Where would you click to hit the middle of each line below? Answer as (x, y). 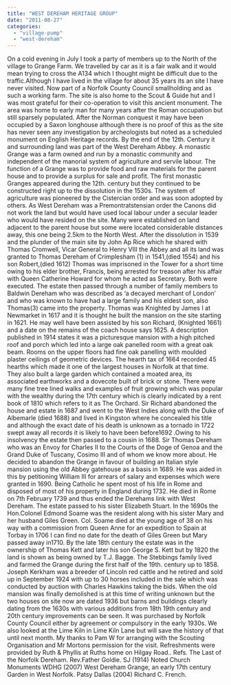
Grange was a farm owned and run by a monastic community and (100, 154)
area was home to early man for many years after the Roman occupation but (115, 110)
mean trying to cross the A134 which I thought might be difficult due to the (112, 74)
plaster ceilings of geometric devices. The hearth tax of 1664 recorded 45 (112, 359)
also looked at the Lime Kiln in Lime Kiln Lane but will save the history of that (115, 631)
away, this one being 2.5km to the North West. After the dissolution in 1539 (113, 235)
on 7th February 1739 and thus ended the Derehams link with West (101, 499)
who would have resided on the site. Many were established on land (103, 220)
